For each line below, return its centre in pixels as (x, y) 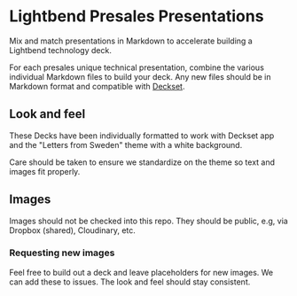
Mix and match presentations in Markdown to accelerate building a (131, 41)
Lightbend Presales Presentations (137, 16)
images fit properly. (45, 171)
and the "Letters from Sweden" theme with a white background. (126, 144)
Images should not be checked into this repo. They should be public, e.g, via (148, 221)
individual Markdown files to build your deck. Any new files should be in (141, 76)
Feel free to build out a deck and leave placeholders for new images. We (141, 272)
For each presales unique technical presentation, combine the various (137, 67)
